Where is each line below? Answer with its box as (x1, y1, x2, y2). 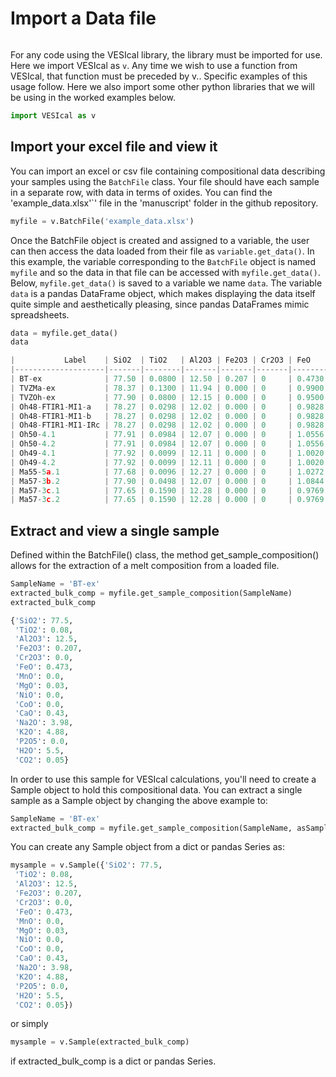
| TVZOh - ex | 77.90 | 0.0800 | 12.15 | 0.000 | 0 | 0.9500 (10, 392, 325, 402)
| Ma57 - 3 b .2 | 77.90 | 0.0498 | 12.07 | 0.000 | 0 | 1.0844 (10, 476, 325, 486)
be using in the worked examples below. (10, 91, 177, 103)
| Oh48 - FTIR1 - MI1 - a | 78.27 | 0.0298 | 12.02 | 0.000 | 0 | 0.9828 (10, 402, 325, 412)
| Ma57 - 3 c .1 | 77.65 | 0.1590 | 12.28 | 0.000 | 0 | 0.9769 (10, 485, 325, 496)
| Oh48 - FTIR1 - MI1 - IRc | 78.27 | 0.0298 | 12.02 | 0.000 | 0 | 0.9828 (10, 420, 325, 431)
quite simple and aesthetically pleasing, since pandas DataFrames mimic (10, 298, 310, 310)
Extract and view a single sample (10, 522, 220, 539)
